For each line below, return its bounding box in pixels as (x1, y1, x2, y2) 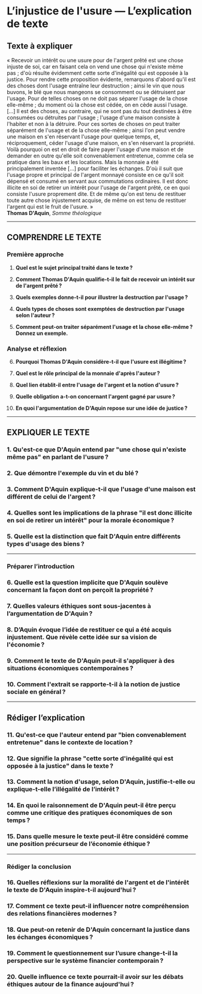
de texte (7, 17, 49, 31)
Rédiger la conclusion (7, 862, 71, 871)
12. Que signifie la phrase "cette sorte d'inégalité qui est (7, 754, 174, 762)
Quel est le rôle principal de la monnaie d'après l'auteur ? (15, 370, 161, 377)
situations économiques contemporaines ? (7, 664, 134, 672)
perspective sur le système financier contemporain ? (7, 957, 164, 965)
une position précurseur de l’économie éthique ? (7, 840, 150, 848)
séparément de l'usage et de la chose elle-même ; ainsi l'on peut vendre (7, 127, 185, 134)
